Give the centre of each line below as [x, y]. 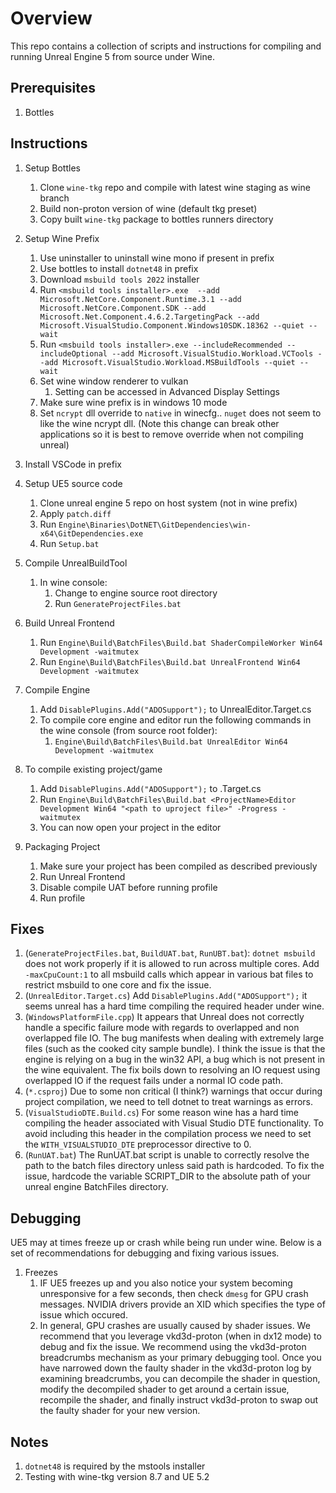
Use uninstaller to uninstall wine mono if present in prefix [157, 258]
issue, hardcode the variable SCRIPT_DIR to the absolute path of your [167, 1176]
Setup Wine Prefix [62, 238]
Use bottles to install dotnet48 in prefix [119, 268]
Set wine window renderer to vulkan [114, 381]
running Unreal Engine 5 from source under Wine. [112, 56]
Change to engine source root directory [136, 593]
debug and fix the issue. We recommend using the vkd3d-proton [173, 1347]
